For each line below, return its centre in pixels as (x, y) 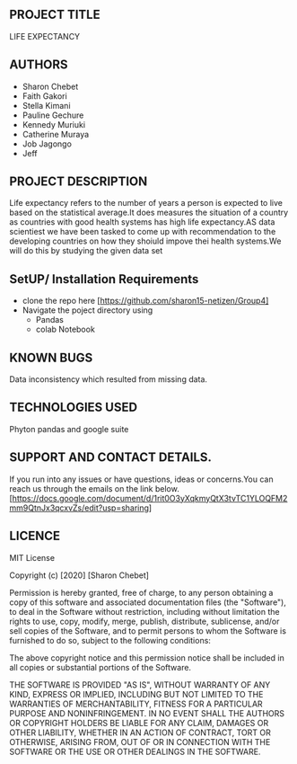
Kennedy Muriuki (54, 124)
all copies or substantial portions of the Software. (100, 667)
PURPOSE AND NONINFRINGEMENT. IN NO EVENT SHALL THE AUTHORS (147, 713)
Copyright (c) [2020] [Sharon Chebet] (79, 575)
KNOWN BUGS (51, 357)
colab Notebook (66, 329)
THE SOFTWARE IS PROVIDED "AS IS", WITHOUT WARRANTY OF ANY (140, 684)
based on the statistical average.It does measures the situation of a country (149, 213)
